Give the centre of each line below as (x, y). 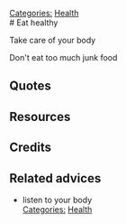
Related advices (55, 178)
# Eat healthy (34, 23)
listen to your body (57, 200)
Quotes (31, 86)
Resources (40, 117)
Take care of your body (53, 40)
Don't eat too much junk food (63, 57)
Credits (31, 148)
